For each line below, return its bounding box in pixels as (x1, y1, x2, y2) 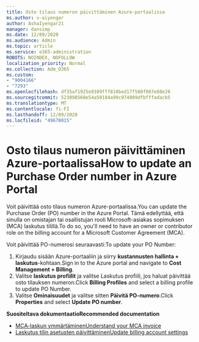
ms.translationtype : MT (6, 100, 67, 106)
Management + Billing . (15, 266, 74, 273)
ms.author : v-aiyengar (6, 15, 64, 21)
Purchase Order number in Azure (6, 170, 177, 184)
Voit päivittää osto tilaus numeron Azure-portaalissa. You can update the (6, 203, 187, 210)
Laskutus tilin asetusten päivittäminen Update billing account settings (15, 329, 188, 336)
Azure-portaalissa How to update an (6, 157, 192, 170)
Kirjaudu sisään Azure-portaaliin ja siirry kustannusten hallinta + (15, 253, 179, 260)
